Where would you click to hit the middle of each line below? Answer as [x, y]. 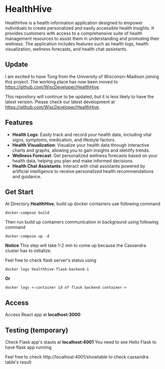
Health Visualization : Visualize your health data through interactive [81, 145]
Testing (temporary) [37, 330]
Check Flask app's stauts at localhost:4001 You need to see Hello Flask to [81, 342]
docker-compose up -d [27, 236]
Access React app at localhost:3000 [43, 315]
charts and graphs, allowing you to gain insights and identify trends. [81, 150]
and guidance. [27, 176]
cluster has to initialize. [28, 251]
